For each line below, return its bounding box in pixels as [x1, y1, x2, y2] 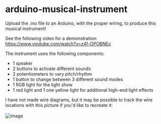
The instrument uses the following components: [5, 50, 104, 56]
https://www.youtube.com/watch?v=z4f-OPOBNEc [5, 40, 111, 46]
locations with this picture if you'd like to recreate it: [5, 102, 113, 108]
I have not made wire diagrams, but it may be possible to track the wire [5, 97, 153, 103]
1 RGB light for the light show [12, 82, 73, 88]
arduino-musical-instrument [5, 4, 128, 15]
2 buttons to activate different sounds [12, 66, 91, 72]
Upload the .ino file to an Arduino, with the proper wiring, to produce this [5, 20, 156, 26]
